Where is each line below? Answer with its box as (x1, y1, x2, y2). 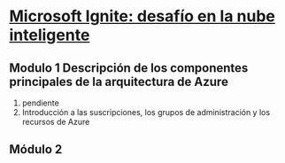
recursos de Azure (21, 117, 90, 127)
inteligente (9, 25, 90, 45)
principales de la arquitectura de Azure (9, 74, 228, 89)
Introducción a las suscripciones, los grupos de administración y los (21, 107, 271, 117)
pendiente (21, 97, 59, 108)
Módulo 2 (9, 142, 63, 157)
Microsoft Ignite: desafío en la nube (9, 6, 276, 27)
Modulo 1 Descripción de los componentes (9, 60, 249, 75)
